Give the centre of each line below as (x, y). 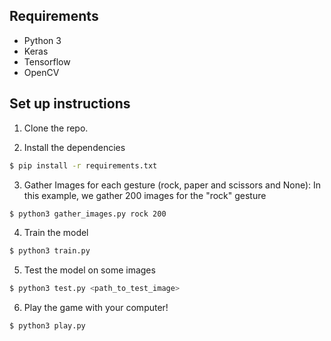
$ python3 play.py (47, 326)
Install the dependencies (74, 147)
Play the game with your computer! (96, 308)
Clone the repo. (56, 128)
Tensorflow (47, 61)
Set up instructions (70, 104)
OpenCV (41, 72)
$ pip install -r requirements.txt (83, 165)
